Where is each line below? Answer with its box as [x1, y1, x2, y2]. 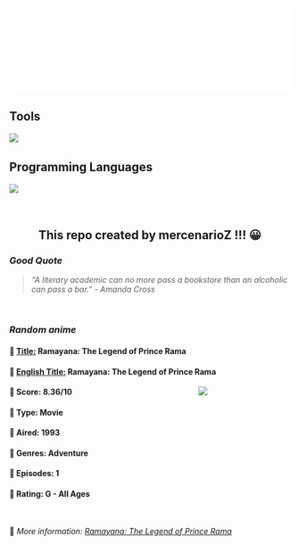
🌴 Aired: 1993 [9, 427, 61, 438]
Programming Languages [9, 160, 153, 175]
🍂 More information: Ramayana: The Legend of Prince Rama [9, 525, 232, 536]
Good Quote [9, 254, 62, 267]
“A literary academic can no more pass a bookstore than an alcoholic [30, 275, 288, 285]
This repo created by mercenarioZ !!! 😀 [38, 227, 261, 243]
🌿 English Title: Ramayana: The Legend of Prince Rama [9, 366, 217, 376]
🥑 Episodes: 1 [9, 468, 60, 479]
